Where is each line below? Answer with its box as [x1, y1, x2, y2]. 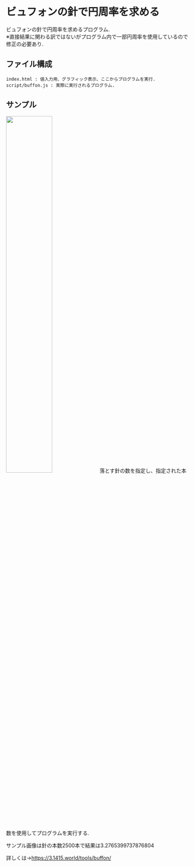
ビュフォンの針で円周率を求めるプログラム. [6, 26, 110, 33]
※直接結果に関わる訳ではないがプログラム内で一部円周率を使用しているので [6, 33, 189, 40]
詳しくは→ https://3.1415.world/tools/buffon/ [6, 854, 112, 861]
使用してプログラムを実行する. [16, 829, 89, 837]
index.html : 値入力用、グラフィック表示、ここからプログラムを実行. [6, 76, 156, 82]
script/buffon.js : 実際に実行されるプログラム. [6, 82, 115, 88]
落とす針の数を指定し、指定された [99, 467, 182, 474]
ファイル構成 [6, 59, 53, 69]
